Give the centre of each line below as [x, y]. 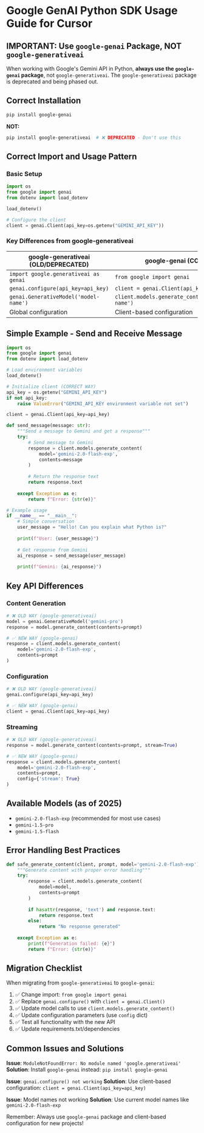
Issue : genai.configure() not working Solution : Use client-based [89, 1081]
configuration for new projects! [45, 1123]
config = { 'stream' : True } [49, 779]
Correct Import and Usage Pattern [72, 156]
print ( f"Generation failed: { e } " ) [72, 944]
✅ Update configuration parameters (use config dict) [81, 1015]
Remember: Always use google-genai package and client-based [86, 1117]
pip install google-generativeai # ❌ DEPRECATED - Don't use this [94, 138]
